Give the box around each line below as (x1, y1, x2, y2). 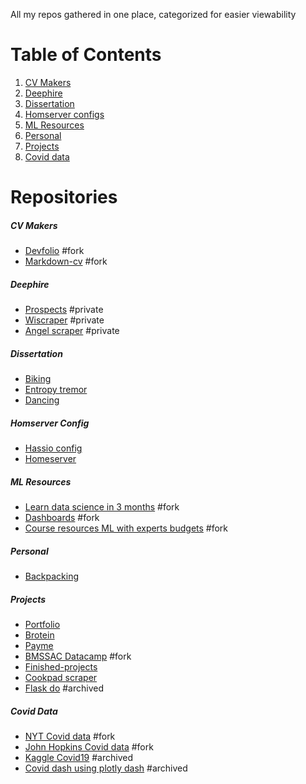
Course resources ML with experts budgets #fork (24, 522, 229, 534)
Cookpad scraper (24, 671, 98, 683)
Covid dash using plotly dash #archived (24, 762, 188, 774)
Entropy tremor (24, 384, 88, 396)
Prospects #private (24, 304, 104, 316)
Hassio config (24, 442, 83, 454)
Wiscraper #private (24, 314, 105, 326)
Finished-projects (24, 660, 98, 673)
